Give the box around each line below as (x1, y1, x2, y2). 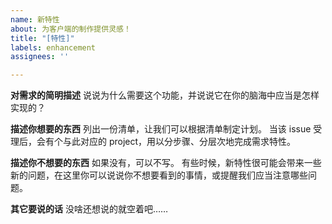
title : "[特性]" (10, 33, 75, 43)
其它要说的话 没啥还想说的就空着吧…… (10, 203, 169, 215)
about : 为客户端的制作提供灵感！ (10, 24, 132, 34)
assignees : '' (10, 52, 70, 62)
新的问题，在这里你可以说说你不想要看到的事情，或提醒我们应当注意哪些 (10, 169, 308, 181)
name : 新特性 (10, 14, 60, 25)
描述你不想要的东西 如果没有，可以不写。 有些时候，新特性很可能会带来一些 (10, 157, 322, 169)
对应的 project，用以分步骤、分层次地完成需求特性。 (79, 136, 297, 148)
